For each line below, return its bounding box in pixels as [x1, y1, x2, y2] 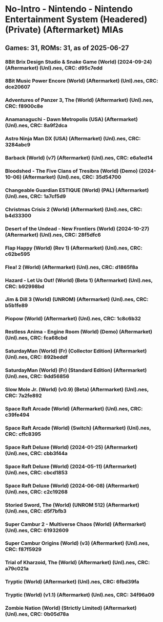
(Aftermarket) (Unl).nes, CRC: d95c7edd [5, 65, 103, 71]
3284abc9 [5, 141, 31, 148]
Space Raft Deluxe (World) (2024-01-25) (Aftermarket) [5, 444, 138, 450]
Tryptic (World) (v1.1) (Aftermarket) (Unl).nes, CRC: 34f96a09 [5, 592, 155, 599]
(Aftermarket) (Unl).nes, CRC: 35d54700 [22, 174, 122, 180]
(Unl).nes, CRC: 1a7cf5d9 [5, 193, 66, 200]
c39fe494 [5, 412, 30, 419]
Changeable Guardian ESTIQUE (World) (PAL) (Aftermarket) [5, 187, 149, 194]
